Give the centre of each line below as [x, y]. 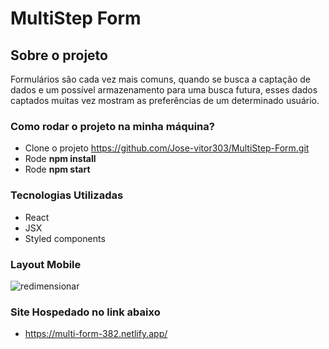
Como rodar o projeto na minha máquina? [112, 126]
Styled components [65, 238]
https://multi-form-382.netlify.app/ [96, 334]
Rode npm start [57, 169]
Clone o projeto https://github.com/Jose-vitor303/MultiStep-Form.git [167, 148]
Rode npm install [60, 159]
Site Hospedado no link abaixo [85, 312]
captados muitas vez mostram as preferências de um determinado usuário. [165, 100]
